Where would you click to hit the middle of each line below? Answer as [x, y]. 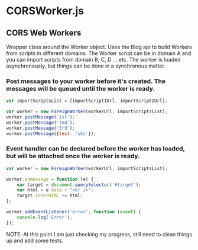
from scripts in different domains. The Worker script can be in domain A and [99, 53]
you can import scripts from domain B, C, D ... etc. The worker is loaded [94, 60]
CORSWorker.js [45, 11]
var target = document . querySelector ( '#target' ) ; [79, 185]
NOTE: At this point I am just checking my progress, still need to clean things [99, 234]
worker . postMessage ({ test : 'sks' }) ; [51, 134]
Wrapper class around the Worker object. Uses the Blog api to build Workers [99, 47]
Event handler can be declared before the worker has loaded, [95, 149]
